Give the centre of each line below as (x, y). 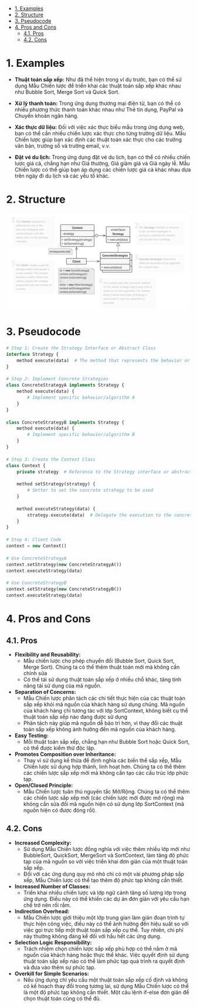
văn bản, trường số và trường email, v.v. (62, 145)
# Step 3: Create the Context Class (51, 459)
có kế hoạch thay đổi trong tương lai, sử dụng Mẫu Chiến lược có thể (106, 986)
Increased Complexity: (43, 843)
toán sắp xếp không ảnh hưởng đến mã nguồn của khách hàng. (100, 729)
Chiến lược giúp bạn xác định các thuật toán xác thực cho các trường (98, 139)
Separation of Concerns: (45, 692)
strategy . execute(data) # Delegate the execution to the (99, 515)
